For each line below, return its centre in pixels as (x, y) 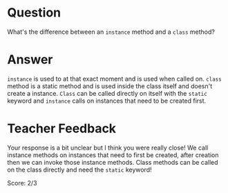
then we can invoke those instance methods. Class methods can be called (113, 162)
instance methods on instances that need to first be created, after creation (113, 155)
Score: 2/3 (22, 183)
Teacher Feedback (61, 129)
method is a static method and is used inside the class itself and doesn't (110, 86)
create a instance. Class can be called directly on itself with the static (107, 93)
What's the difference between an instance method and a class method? (111, 32)
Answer (30, 60)
